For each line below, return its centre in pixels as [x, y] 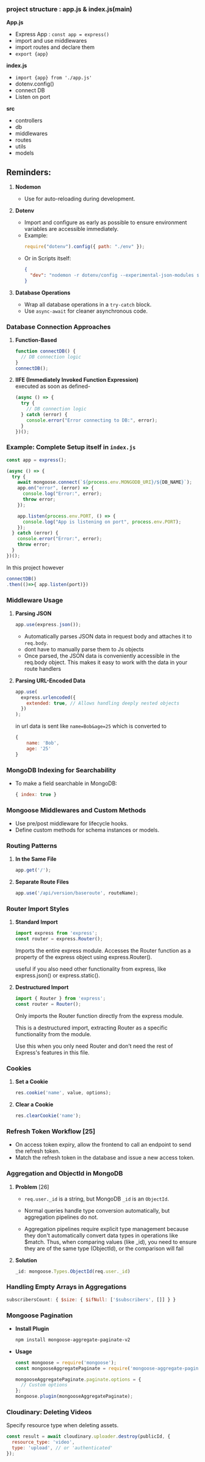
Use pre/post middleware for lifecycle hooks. [72, 824]
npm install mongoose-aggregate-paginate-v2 [73, 1340]
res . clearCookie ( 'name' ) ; [48, 1116]
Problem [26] [32, 1186]
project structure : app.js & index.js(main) [69, 9]
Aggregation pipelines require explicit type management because [106, 1229]
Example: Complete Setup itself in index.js [71, 447]
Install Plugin [32, 1328]
